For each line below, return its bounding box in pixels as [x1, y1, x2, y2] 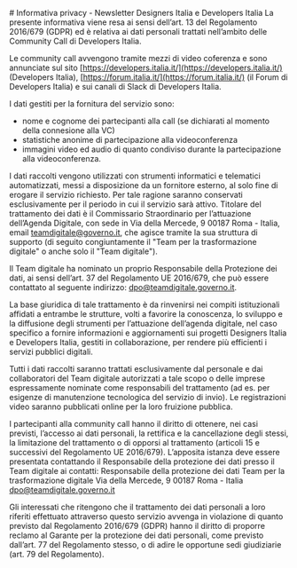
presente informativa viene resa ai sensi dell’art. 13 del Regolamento [9, 17, 258, 28]
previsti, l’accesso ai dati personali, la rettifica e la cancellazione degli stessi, [9, 428, 289, 438]
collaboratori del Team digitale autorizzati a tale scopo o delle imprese [9, 373, 266, 383]
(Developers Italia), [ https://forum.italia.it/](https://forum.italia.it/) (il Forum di [9, 72, 288, 83]
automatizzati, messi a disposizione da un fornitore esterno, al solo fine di [9, 180, 278, 190]
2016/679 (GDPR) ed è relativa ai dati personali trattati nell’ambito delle [9, 27, 268, 36]
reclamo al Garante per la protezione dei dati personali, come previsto [9, 530, 264, 540]
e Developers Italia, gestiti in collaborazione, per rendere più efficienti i [9, 337, 268, 347]
